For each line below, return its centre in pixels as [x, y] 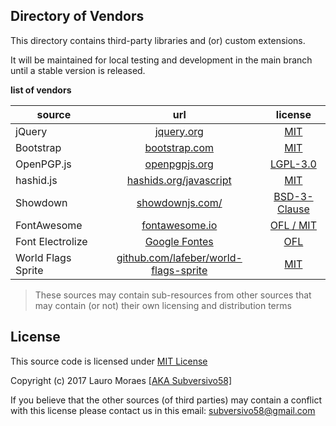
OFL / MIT [293, 225]
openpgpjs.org [179, 164]
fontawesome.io [179, 225]
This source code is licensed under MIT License [109, 361]
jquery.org [179, 131]
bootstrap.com [179, 147]
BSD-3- [293, 196]
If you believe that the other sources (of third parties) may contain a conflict [166, 400]
